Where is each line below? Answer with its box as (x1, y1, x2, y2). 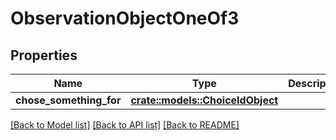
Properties (10, 47, 78, 64)
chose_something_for (15, 93, 122, 107)
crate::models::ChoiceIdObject (130, 93, 279, 107)
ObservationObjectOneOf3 (10, 7, 240, 30)
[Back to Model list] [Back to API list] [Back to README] (10, 119, 240, 131)
